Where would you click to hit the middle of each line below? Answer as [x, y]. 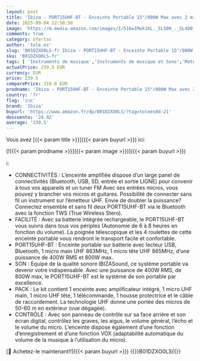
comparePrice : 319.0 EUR [37, 84]
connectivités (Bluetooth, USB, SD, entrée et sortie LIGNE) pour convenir [104, 181]
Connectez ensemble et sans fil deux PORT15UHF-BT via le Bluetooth [100, 207]
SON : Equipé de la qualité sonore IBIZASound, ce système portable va [101, 264]
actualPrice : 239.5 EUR [36, 67]
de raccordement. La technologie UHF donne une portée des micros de [102, 302]
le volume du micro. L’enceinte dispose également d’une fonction [94, 327]
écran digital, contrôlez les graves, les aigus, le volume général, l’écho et [104, 321]
